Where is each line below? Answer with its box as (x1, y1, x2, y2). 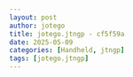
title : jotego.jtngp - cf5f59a (9, 29, 125, 38)
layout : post (9, 12, 58, 22)
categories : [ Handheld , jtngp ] (9, 46, 125, 55)
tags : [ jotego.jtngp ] (9, 54, 90, 63)
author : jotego (9, 21, 66, 30)
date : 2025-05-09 (9, 37, 74, 47)
